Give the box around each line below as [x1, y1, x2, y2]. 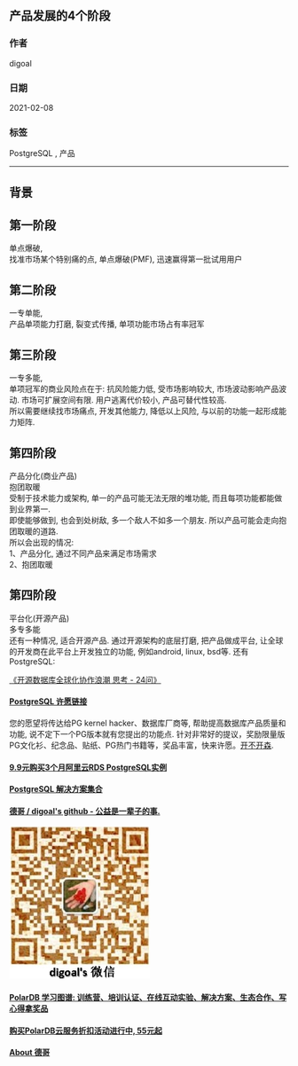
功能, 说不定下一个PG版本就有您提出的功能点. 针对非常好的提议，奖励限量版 [9, 728, 286, 739]
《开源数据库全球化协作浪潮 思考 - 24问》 [9, 674, 161, 685]
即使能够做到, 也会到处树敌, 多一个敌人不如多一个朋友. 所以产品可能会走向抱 [9, 514, 286, 525]
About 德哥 [9, 1047, 51, 1058]
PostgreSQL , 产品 [9, 148, 75, 159]
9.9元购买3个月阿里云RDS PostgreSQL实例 [9, 762, 167, 772]
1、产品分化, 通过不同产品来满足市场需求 [9, 548, 157, 559]
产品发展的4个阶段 [9, 8, 111, 24]
